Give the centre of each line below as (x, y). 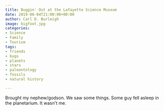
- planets (15, 61)
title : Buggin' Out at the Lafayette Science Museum (61, 10)
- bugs (12, 56)
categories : (17, 28)
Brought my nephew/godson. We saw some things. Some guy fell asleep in (82, 98)
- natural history (24, 79)
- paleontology (21, 70)
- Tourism (15, 42)
